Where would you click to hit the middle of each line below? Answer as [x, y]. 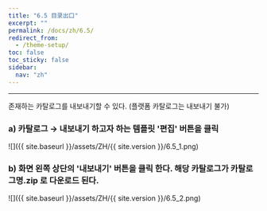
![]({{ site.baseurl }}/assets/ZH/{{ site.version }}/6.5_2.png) [104, 198]
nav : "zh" [31, 75]
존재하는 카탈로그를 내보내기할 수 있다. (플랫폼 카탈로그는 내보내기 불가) [119, 106]
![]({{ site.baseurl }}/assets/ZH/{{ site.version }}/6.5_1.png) [103, 146]
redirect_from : [33, 38]
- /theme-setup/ [42, 45]
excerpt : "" [28, 23]
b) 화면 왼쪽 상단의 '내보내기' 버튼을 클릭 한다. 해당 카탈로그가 [118, 168]
